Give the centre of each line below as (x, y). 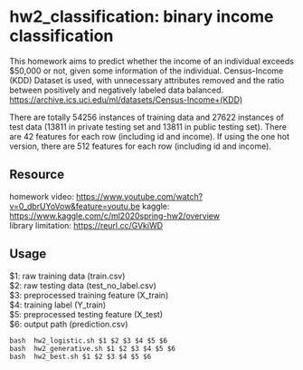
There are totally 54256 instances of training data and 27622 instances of (147, 117)
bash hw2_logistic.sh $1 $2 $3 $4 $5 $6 (89, 341)
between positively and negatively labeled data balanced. (117, 90)
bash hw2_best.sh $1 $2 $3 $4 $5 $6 (80, 356)
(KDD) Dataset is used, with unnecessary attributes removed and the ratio (147, 80)
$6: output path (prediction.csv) (69, 324)
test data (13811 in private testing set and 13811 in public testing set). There (148, 127)
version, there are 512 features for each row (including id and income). (140, 146)
